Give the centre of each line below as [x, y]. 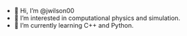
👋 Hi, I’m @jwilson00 [44, 11]
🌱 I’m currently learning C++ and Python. [74, 25]
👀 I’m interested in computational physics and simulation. [97, 18]
